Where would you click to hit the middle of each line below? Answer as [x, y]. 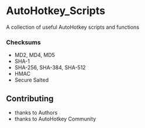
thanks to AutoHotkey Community [55, 119]
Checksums [23, 42]
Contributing [30, 98]
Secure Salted [31, 80]
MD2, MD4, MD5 [35, 55]
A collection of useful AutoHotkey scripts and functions [72, 27]
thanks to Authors [36, 113]
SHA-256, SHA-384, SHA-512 [50, 68]
